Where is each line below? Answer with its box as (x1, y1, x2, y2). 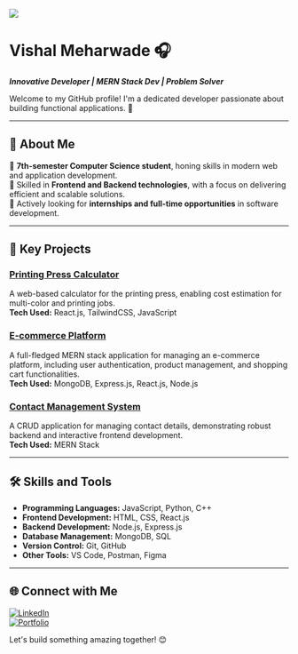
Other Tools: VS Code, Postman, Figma (21, 549, 167, 560)
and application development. (9, 170, 118, 180)
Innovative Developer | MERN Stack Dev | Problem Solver (9, 76, 224, 86)
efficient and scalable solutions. (9, 188, 126, 199)
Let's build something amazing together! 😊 (9, 634, 167, 644)
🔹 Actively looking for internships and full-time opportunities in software (9, 198, 279, 209)
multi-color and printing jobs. (9, 298, 115, 308)
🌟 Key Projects (9, 242, 91, 257)
